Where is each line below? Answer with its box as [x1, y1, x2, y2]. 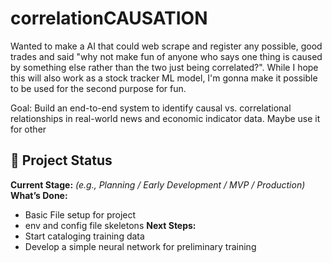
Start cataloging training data [24, 230, 145, 242]
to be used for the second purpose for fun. [10, 82, 187, 94]
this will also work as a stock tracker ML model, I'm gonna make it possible [10, 72, 318, 84]
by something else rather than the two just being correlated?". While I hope [10, 61, 319, 73]
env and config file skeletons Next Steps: [24, 219, 197, 231]
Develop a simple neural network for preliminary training [24, 240, 257, 252]
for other [10, 123, 47, 135]
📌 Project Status [10, 152, 113, 169]
